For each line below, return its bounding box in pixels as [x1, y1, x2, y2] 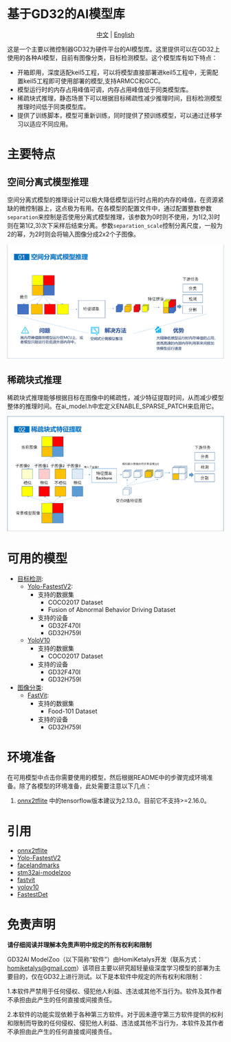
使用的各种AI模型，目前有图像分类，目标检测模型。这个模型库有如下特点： [7, 53, 218, 62]
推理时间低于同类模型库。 [16, 103, 90, 111]
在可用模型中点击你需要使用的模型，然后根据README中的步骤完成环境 [7, 774, 208, 782]
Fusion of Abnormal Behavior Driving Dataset [47, 606, 176, 614]
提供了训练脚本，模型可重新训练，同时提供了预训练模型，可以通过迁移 [16, 111, 217, 119]
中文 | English [96, 30, 135, 39]
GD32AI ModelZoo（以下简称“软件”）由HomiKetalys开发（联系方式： [7, 955, 203, 964]
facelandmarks [16, 861, 60, 869]
